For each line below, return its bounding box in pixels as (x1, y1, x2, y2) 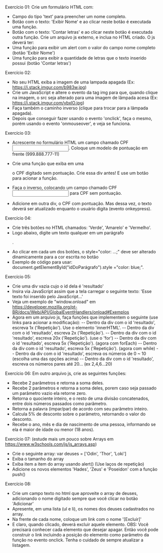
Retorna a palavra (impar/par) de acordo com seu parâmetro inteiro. (12, 406, 148, 411)
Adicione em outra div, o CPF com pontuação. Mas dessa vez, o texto (12, 201, 152, 206)
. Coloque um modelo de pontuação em (68, 145, 148, 151)
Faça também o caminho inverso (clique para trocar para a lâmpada (12, 105, 148, 111)
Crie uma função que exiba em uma (12, 161, 84, 166)
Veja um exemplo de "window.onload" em (12, 299, 96, 305)
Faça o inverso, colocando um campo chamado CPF (12, 185, 117, 190)
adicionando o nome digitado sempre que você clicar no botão (12, 495, 138, 501)
